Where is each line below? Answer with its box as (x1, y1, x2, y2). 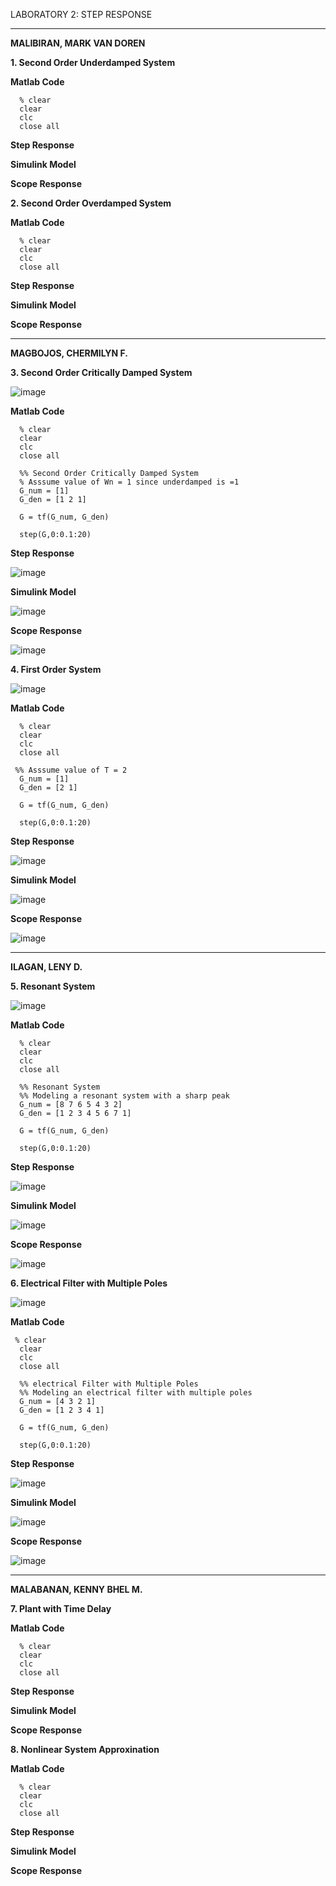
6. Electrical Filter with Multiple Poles (10, 1277, 168, 1289)
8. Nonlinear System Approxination (10, 1744, 160, 1755)
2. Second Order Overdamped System (10, 197, 172, 209)
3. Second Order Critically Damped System (10, 367, 193, 378)
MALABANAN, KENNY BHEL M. (10, 1584, 143, 1595)
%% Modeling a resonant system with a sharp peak (19, 1091, 230, 1101)
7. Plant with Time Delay (10, 1603, 112, 1614)
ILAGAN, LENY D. (10, 961, 83, 973)
